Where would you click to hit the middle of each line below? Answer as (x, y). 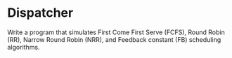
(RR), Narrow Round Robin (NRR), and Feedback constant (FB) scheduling (114, 39)
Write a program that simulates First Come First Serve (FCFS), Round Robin (116, 32)
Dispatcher (40, 13)
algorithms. (24, 47)
